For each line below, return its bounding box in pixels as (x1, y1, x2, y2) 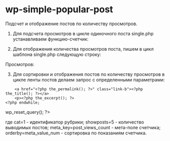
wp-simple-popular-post (5, 4, 114, 15)
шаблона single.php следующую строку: (12, 51, 101, 57)
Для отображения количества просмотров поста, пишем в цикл (12, 46, 154, 52)
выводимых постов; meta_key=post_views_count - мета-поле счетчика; (5, 124, 161, 130)
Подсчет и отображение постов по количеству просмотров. (5, 21, 138, 27)
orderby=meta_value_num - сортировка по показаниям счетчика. (5, 130, 147, 136)
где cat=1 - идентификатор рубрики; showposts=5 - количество (5, 119, 144, 125)
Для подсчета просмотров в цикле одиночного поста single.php (12, 30, 154, 36)
